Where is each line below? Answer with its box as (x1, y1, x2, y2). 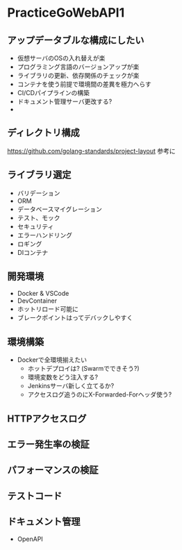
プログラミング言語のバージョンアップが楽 (17, 62, 140, 71)
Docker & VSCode (17, 290, 69, 298)
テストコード (7, 490, 63, 501)
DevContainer (17, 297, 58, 305)
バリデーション (17, 189, 60, 197)
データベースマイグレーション (17, 205, 103, 213)
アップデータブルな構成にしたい (7, 34, 144, 46)
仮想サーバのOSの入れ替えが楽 (17, 54, 106, 62)
